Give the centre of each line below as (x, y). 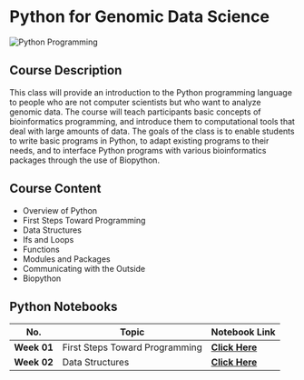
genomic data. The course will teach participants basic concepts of (135, 112)
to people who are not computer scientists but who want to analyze (135, 102)
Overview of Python (60, 210)
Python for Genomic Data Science (140, 17)
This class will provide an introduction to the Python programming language (151, 92)
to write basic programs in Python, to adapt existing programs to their (139, 140)
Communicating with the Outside (84, 268)
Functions (41, 249)
